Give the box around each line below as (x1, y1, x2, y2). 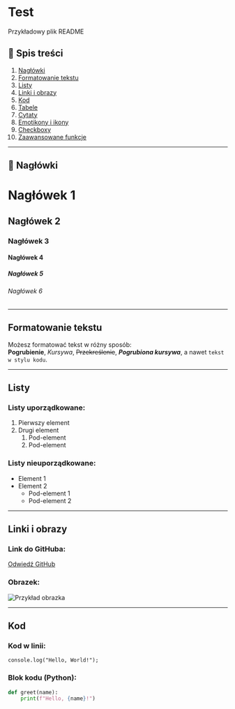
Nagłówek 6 (8, 287, 43, 295)
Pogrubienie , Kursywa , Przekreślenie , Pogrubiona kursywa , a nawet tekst (8, 348, 225, 356)
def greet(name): (8, 689, 59, 696)
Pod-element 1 (28, 489, 70, 498)
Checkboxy (17, 125, 52, 133)
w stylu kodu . (8, 355, 47, 364)
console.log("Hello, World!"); (8, 657, 99, 664)
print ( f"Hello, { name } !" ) (20, 695, 96, 702)
